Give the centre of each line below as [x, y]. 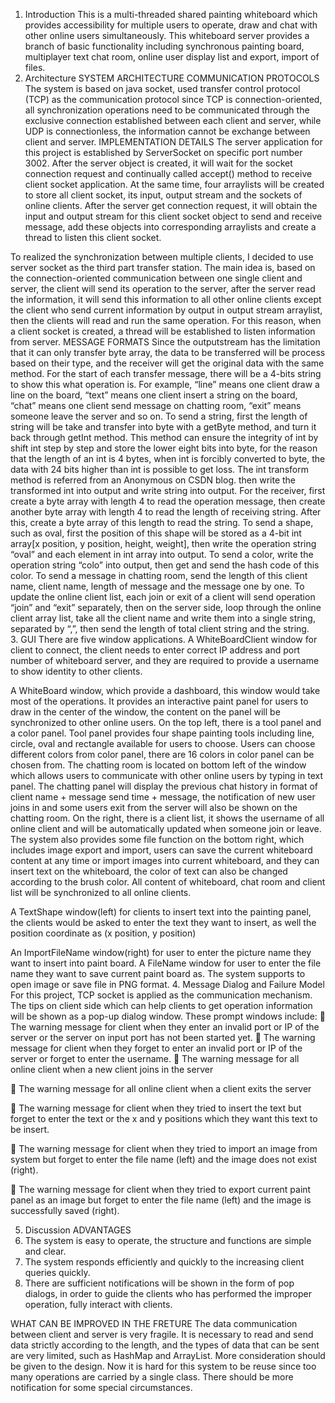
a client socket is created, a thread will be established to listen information [163, 331]
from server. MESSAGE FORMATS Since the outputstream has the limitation [165, 342]
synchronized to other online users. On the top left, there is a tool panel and [166, 722]
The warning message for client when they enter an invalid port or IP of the [165, 1027]
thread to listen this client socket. [93, 237]
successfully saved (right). [65, 1210]
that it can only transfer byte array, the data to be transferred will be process [168, 352]
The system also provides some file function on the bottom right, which [157, 839]
